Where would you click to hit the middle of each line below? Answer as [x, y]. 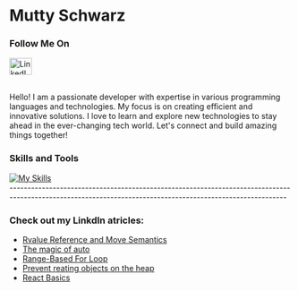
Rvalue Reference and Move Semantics [94, 240]
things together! [39, 135]
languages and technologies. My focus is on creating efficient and [131, 107]
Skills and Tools [44, 158]
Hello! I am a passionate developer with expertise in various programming [145, 97]
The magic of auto [56, 249]
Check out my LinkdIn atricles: [77, 220]
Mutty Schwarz [68, 16]
